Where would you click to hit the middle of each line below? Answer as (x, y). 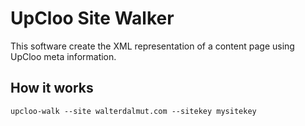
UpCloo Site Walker (92, 18)
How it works (52, 88)
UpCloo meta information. (63, 56)
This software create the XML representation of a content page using (152, 46)
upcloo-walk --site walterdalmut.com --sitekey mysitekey (133, 111)
